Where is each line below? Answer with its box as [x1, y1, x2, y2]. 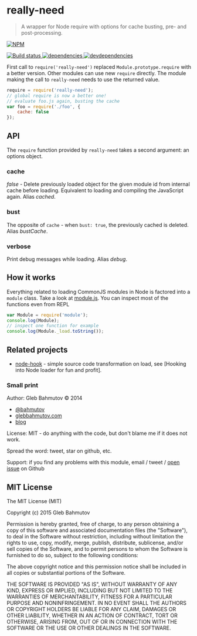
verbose [6, 242, 31, 250]
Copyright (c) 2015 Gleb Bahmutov [6, 509, 90, 516]
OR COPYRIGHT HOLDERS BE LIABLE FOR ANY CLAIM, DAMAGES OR [6, 606, 176, 613]
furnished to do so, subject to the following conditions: [6, 552, 138, 559]
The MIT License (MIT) [6, 498, 62, 505]
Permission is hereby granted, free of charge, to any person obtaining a [6, 521, 179, 528]
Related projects [6, 344, 68, 354]
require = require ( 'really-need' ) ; [6, 87, 94, 93]
